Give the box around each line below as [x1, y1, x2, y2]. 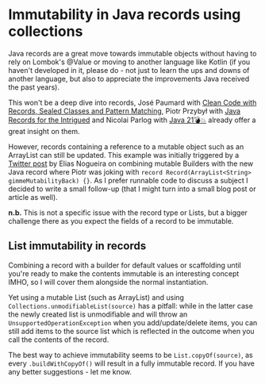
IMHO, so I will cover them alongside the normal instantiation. [8, 277, 209, 286]
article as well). [8, 192, 58, 202]
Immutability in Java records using [8, 6, 241, 24]
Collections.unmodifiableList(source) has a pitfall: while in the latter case [8, 301, 254, 310]
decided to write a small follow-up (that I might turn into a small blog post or [8, 184, 256, 194]
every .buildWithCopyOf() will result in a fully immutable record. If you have [8, 359, 255, 368]
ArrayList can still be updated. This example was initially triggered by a [8, 150, 240, 159]
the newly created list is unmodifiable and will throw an [8, 309, 188, 319]
